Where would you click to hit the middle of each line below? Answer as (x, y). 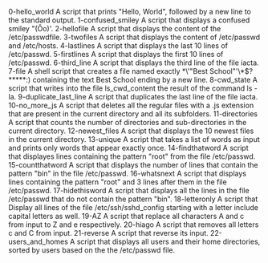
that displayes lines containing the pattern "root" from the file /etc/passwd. (132, 156)
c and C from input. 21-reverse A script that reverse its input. (108, 233)
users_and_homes (38, 241)
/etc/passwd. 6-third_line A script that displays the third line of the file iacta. (134, 63)
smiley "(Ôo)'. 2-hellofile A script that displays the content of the (115, 28)
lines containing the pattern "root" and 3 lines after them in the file (118, 182)
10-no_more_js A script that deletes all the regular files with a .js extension (131, 105)
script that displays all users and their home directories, (169, 241)
